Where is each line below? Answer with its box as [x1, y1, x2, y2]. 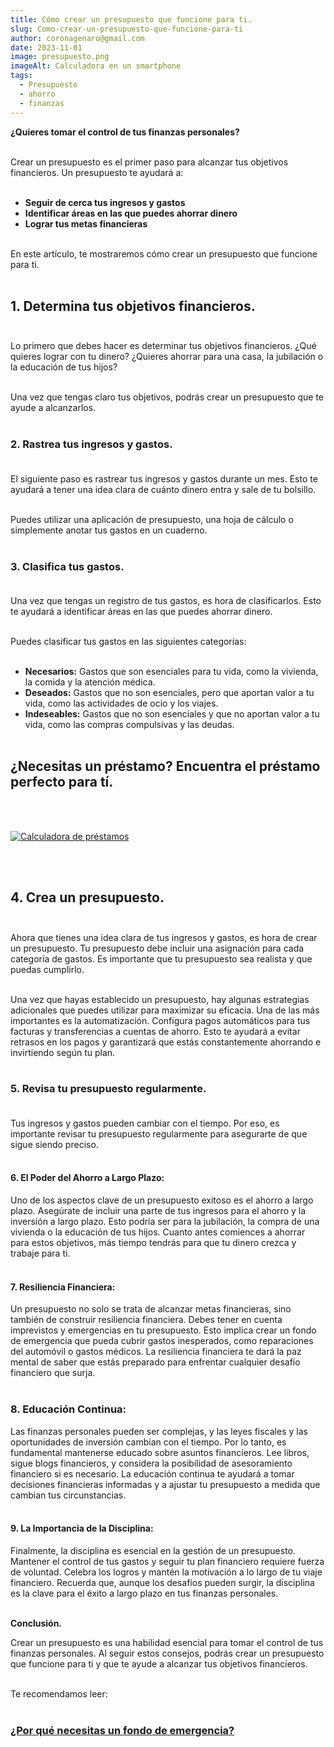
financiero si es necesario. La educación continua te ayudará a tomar [10, 1467, 295, 1480]
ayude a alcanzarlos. [10, 402, 97, 414]
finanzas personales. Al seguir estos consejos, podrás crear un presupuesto [10, 1647, 325, 1659]
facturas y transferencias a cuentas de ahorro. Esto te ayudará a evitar [10, 1025, 301, 1037]
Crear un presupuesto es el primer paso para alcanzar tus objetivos [10, 156, 289, 168]
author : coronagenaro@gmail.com [10, 33, 145, 43]
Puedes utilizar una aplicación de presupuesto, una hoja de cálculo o [10, 513, 294, 525]
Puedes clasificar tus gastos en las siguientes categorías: [10, 635, 247, 647]
